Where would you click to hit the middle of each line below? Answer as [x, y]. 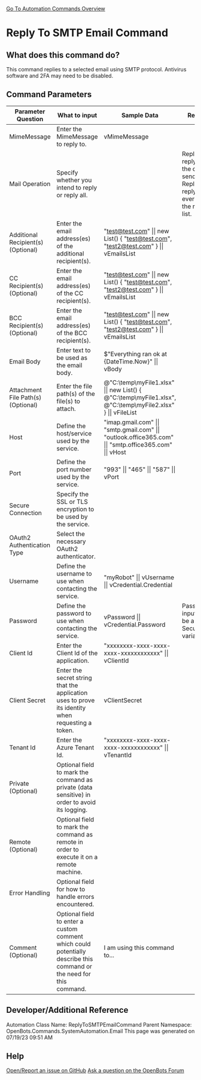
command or [74, 966]
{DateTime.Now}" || [131, 361]
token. [65, 730]
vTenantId [118, 755]
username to [74, 573]
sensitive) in [74, 795]
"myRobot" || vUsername [139, 577]
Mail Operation [30, 183]
